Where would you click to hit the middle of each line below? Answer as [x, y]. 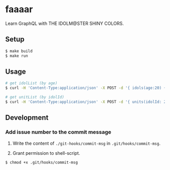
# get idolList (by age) [31, 83]
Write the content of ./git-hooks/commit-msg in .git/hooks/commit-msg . [87, 143]
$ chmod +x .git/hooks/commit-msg [42, 162]
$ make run [17, 56]
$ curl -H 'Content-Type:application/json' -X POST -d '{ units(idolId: [83, 102]
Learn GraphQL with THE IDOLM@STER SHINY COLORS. [65, 23]
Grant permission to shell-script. [46, 153]
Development [27, 118]
